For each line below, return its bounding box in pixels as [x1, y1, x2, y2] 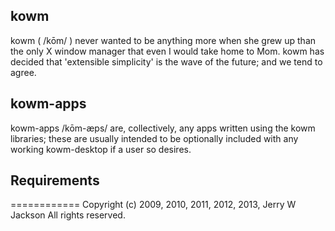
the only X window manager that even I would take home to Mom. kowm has [10, 45, 325, 57]
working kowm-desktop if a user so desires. [10, 143, 192, 155]
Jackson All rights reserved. [10, 209, 126, 221]
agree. [10, 66, 37, 78]
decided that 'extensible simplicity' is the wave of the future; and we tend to [10, 55, 323, 68]
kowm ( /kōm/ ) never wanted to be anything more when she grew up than [10, 34, 317, 46]
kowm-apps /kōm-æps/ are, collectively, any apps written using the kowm [10, 122, 316, 134]
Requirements [10, 172, 100, 189]
